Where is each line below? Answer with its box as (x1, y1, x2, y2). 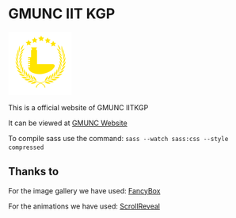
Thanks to (8, 165, 59, 178)
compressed (8, 143, 44, 151)
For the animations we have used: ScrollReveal (8, 201, 161, 211)
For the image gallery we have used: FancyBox (8, 185, 161, 195)
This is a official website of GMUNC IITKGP (8, 102, 149, 112)
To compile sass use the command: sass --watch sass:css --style (8, 133, 229, 143)
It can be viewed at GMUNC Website (8, 118, 128, 128)
